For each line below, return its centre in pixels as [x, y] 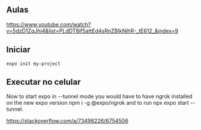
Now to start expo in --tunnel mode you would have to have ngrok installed [99, 96]
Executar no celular [43, 82]
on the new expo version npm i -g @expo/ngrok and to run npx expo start [97, 103]
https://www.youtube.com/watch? [49, 24]
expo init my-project [33, 63]
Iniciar [18, 50]
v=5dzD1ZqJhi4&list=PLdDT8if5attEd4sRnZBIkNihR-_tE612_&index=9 [92, 31]
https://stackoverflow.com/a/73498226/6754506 [67, 121]
